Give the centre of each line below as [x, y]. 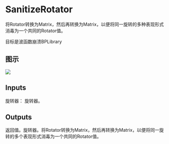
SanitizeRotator [39, 9]
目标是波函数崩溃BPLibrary [34, 42]
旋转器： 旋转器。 [24, 100]
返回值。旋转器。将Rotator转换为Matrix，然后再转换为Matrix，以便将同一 [82, 130]
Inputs [16, 88]
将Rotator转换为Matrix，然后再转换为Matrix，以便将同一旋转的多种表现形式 [84, 24]
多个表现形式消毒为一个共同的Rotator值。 [58, 136]
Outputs [19, 117]
